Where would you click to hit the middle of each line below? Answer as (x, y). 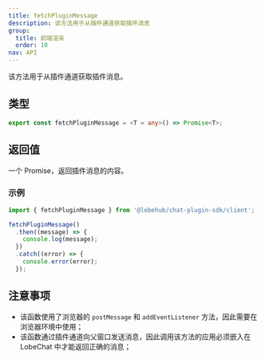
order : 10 (32, 45)
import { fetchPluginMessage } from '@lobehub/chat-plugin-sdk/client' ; (132, 210)
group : (19, 30)
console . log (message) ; (60, 239)
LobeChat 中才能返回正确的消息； (75, 346)
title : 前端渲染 (40, 38)
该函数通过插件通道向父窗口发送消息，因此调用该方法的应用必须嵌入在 (135, 337)
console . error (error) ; (60, 262)
